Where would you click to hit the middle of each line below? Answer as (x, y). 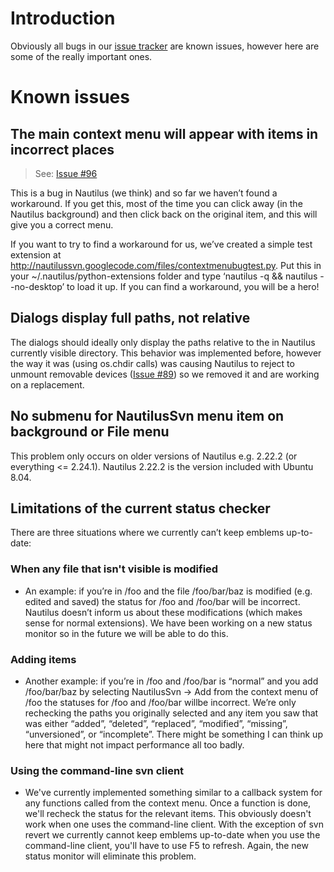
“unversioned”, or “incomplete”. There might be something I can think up (173, 734)
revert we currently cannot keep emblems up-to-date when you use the (172, 835)
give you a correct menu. (62, 224)
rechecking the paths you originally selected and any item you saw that (171, 713)
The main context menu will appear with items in (164, 133)
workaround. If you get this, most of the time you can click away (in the (156, 203)
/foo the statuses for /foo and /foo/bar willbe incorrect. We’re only (160, 702)
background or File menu (90, 432)
